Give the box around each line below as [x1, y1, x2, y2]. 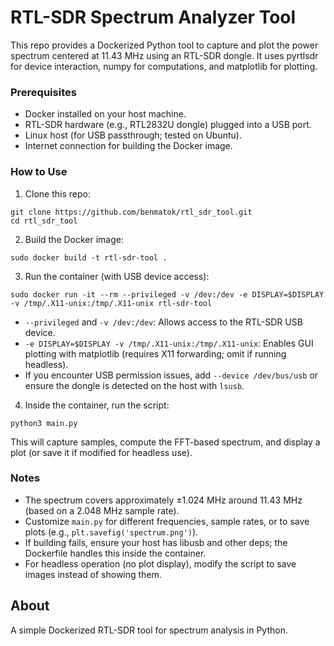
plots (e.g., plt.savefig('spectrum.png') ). [24, 526, 199, 538]
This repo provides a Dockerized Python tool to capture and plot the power [10, 39, 319, 51]
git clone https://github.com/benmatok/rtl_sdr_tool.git [10, 207, 253, 217]
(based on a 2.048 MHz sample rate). [24, 504, 180, 516]
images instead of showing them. [24, 568, 162, 580]
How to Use [10, 165, 68, 179]
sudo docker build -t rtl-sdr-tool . [10, 252, 168, 263]
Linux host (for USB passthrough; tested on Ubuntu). [24, 129, 242, 141]
